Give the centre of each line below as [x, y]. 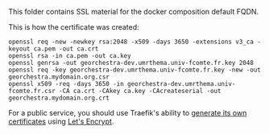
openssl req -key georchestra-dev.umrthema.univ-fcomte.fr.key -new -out [135, 70]
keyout [19, 49]
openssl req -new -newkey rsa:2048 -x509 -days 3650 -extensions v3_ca [131, 42]
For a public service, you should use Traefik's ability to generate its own [128, 113]
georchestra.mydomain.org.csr [59, 77]
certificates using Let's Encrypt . [61, 121]
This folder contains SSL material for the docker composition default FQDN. [134, 12]
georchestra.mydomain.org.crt [59, 98]
